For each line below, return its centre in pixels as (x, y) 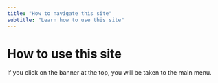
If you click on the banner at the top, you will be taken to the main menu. (109, 73)
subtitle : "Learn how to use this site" (66, 20)
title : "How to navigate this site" (59, 13)
